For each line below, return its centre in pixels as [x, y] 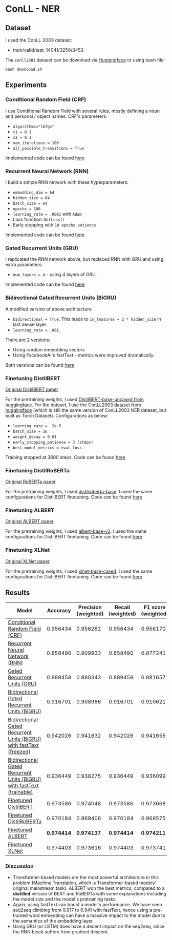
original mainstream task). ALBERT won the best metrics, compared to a [89, 888]
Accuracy [59, 610]
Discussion [20, 866]
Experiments [26, 85]
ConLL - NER [33, 9]
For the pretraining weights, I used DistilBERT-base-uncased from [75, 399]
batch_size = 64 [30, 203]
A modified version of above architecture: [49, 309]
